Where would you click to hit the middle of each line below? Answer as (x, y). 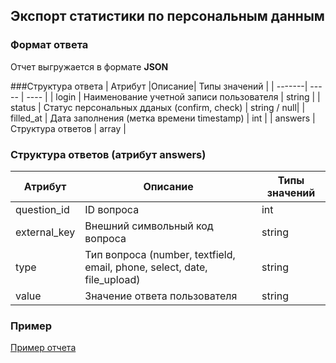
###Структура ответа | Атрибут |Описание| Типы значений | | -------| (159, 86)
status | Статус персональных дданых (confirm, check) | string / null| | (158, 107)
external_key (45, 232)
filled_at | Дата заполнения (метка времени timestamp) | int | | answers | (163, 118)
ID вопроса (112, 209)
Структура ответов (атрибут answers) (108, 154)
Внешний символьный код (149, 226)
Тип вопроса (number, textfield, (160, 254)
